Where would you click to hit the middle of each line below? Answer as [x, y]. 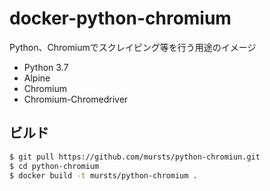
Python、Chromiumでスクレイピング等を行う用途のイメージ [133, 47]
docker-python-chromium [120, 18]
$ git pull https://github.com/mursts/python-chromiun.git [135, 157]
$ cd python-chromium [54, 166]
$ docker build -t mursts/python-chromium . [103, 175]
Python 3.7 [46, 67]
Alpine [37, 78]
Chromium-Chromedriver [76, 99]
